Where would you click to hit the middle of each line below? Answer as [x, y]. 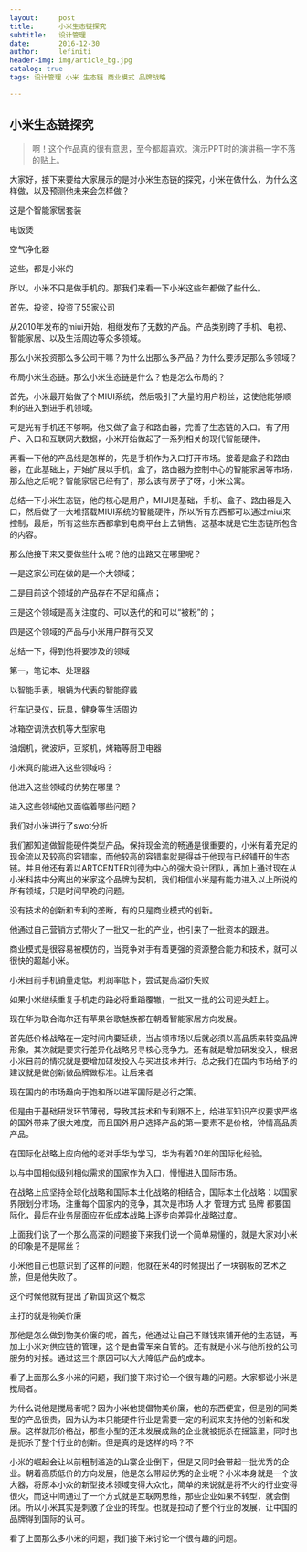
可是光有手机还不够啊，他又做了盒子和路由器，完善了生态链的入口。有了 [145, 427]
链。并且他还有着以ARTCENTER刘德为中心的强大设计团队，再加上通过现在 [149, 868]
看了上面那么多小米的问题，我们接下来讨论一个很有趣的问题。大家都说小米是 [153, 1377]
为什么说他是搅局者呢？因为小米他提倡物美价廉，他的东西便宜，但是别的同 [149, 1408]
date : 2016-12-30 [55, 43]
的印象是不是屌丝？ [46, 1246]
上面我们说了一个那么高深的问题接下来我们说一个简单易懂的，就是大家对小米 [153, 1234]
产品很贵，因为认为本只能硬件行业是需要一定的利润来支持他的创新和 [153, 1419]
